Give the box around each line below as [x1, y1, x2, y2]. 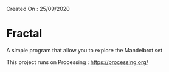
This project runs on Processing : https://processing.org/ [6, 58, 149, 66]
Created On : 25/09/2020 [6, 5, 70, 12]
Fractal [6, 27, 43, 40]
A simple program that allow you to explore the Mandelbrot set [6, 46, 163, 54]
